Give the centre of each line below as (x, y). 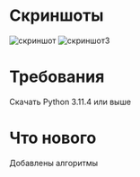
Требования (57, 77)
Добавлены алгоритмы (54, 163)
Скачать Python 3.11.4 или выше (70, 102)
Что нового (53, 138)
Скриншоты (57, 16)
